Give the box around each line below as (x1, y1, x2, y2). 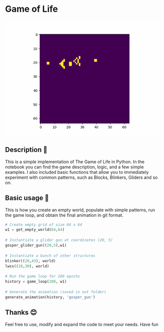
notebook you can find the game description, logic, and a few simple (5, 164, 144, 170)
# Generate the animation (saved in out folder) (5, 289, 107, 294)
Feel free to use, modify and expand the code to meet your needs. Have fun (5, 321, 159, 327)
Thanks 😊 (5, 308, 37, 317)
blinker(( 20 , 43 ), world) (5, 258, 56, 263)
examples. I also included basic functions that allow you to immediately (5, 169, 149, 175)
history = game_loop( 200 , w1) (5, 279, 67, 284)
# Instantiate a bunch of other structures (5, 253, 96, 258)
